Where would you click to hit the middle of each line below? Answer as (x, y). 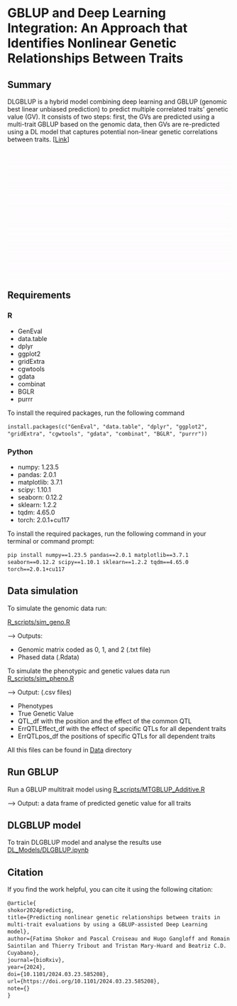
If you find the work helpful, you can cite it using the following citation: (110, 889)
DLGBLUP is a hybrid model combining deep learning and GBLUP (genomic (117, 102)
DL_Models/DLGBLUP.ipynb (48, 850)
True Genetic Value (46, 713)
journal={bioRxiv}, (36, 961)
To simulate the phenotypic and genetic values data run (89, 671)
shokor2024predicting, (41, 911)
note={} (19, 989)
